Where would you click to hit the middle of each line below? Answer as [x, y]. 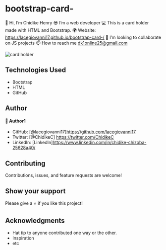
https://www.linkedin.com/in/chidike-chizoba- [100, 143]
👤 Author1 [15, 121]
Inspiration [23, 238]
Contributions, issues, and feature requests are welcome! [64, 175]
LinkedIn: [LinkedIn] [32, 143]
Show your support [35, 191]
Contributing [25, 163]
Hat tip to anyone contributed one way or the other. [65, 233]
